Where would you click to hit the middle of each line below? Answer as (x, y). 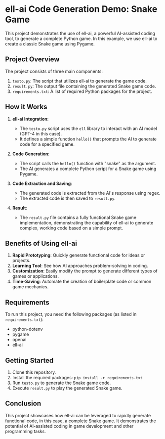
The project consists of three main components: (54, 71)
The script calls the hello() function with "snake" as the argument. (88, 163)
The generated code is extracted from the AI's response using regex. (90, 193)
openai (19, 340)
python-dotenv (27, 329)
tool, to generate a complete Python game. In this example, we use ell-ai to (81, 39)
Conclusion (23, 404)
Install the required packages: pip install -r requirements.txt (77, 377)
